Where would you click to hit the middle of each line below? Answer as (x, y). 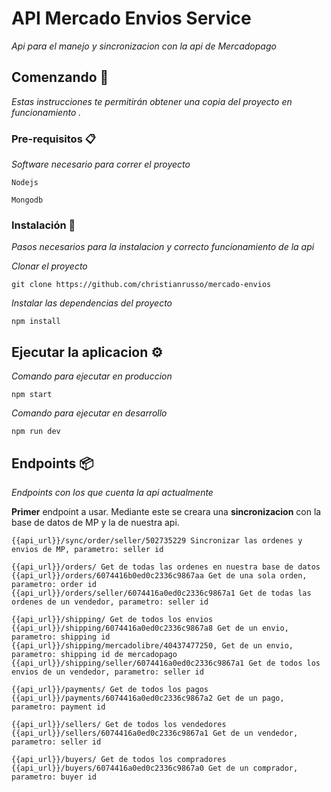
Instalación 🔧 (43, 225)
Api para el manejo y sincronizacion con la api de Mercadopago (144, 46)
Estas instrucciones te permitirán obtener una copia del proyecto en (152, 101)
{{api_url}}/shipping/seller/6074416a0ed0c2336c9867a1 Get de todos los (166, 663)
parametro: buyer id (54, 777)
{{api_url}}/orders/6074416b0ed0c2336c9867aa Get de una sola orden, (159, 575)
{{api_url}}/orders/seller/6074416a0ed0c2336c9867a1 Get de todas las (161, 593)
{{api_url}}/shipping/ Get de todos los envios (112, 619)
